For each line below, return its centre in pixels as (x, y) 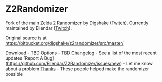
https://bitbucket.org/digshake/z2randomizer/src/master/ (65, 43)
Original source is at (26, 38)
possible (14, 74)
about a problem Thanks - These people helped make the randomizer (77, 69)
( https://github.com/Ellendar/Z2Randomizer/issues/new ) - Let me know (79, 63)
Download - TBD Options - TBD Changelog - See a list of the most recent (81, 53)
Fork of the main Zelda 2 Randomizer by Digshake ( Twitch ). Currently (77, 23)
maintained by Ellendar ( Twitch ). (38, 28)
